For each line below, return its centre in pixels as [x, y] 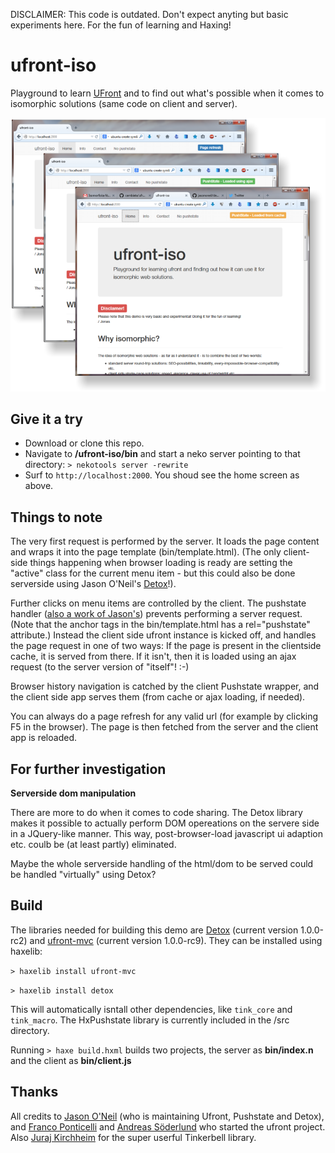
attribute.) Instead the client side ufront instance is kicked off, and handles [163, 635]
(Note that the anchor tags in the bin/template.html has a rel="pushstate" [160, 625]
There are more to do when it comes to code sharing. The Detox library [156, 813]
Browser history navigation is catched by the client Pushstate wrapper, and [165, 686]
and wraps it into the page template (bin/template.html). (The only [146, 552]
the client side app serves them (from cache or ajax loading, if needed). [158, 697]
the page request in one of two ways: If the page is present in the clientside [166, 646]
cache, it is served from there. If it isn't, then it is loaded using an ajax [153, 656]
